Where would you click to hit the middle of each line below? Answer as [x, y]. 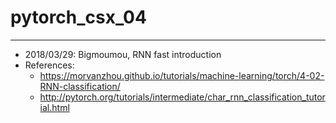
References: [49, 65]
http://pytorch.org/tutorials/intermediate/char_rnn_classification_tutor [182, 97]
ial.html [54, 107]
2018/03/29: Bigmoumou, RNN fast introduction [123, 54]
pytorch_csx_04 [78, 17]
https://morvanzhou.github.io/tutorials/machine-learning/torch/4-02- [182, 75]
